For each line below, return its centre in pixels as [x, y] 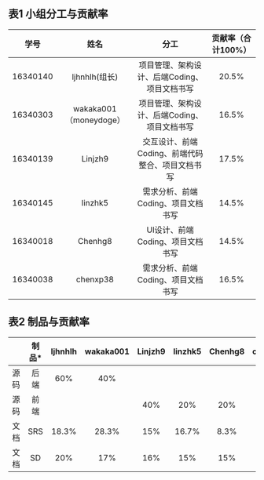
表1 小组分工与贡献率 [58, 14]
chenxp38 [95, 279]
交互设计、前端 [170, 141]
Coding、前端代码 [170, 153]
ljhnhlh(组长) [95, 77]
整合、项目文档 [166, 165]
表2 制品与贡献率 [49, 322]
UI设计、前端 [170, 230]
